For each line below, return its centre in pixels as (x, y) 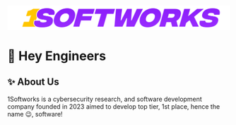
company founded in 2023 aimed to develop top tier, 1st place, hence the (114, 106)
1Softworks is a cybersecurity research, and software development (105, 99)
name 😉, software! (35, 114)
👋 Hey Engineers (57, 56)
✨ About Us (33, 82)
